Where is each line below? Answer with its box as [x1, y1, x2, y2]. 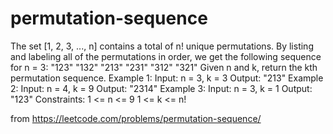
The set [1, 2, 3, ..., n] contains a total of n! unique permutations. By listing [10, 40, 314, 52]
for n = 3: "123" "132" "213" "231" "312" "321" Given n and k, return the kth [10, 61, 318, 73]
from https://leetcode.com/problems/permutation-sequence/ [10, 112, 262, 124]
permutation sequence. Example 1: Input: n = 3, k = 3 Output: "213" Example [10, 72, 324, 84]
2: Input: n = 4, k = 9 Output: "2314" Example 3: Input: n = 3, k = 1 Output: [10, 82, 313, 94]
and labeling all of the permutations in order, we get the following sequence [10, 50, 322, 62]
